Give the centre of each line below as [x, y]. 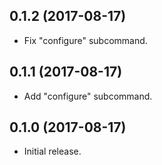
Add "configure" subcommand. [88, 96]
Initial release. [52, 151]
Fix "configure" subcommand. [85, 40]
